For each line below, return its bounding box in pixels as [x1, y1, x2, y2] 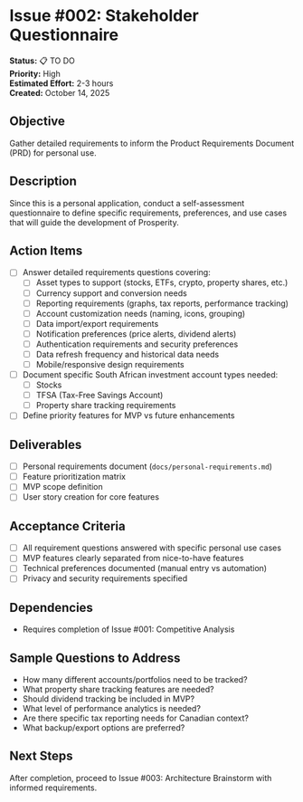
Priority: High [9, 68, 61, 79]
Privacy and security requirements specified [22, 573, 188, 584]
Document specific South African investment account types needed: [22, 369, 279, 380]
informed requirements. [9, 782, 98, 793]
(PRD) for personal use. [9, 147, 97, 158]
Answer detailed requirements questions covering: [22, 267, 211, 278]
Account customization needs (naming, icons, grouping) [35, 308, 246, 319]
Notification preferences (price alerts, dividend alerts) [35, 328, 237, 339]
